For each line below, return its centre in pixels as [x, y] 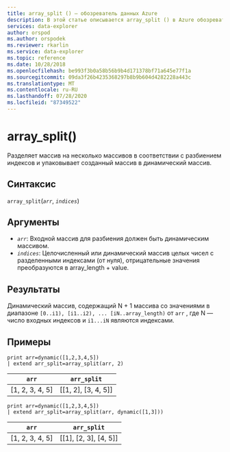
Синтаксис [31, 185]
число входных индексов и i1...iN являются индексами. [91, 321]
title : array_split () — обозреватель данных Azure [82, 13]
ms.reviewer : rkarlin [38, 45]
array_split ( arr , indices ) [43, 201]
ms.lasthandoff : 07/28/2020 [47, 97]
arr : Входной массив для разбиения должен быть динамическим [113, 239]
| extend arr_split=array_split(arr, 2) [66, 364]
